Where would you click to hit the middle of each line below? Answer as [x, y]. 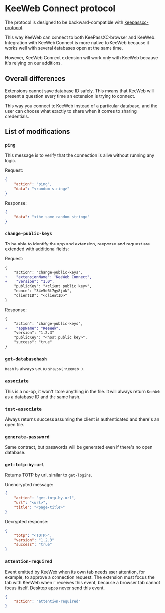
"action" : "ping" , [33, 184]
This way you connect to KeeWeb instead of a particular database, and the [81, 106]
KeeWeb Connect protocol [60, 9]
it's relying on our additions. [34, 63]
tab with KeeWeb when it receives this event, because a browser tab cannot [82, 582]
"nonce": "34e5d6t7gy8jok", [43, 291]
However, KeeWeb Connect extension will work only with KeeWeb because [82, 57]
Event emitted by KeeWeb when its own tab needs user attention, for [75, 572]
